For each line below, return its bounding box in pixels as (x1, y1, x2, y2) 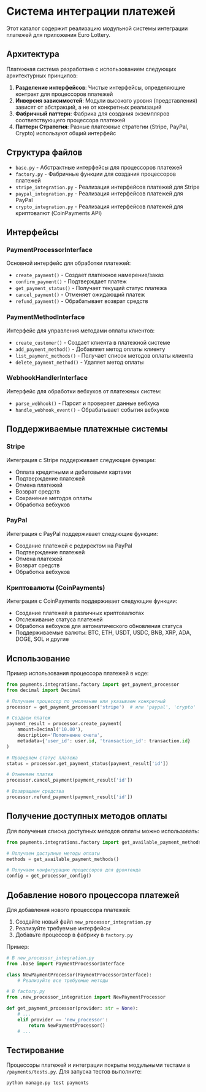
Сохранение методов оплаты (15, 494, 93, 501)
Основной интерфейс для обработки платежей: (6, 259, 131, 267)
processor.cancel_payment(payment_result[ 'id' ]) (6, 777, 133, 784)
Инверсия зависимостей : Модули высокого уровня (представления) (15, 96, 198, 104)
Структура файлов (6, 147, 83, 158)
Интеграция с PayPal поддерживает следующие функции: (6, 530, 158, 537)
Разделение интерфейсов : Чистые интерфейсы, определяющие (15, 84, 186, 91)
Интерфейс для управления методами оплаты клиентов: (6, 327, 155, 334)
